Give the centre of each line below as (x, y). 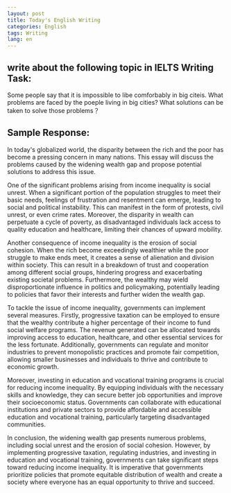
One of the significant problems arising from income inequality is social (109, 185)
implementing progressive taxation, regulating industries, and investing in (112, 452)
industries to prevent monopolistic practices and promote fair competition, (113, 352)
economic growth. (33, 366)
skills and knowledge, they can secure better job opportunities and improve (115, 395)
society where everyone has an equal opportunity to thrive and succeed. (111, 482)
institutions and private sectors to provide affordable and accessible (104, 409)
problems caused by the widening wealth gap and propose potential (105, 164)
